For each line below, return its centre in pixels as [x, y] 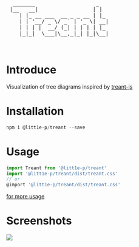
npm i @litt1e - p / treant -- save [46, 127]
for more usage [25, 197]
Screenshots [39, 221]
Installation [35, 111]
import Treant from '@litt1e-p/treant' [57, 168]
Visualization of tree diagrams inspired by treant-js [69, 86]
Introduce [31, 70]
